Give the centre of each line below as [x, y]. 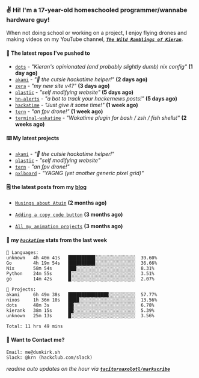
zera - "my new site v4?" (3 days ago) [62, 85]
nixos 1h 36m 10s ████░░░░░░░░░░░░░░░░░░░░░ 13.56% [82, 300]
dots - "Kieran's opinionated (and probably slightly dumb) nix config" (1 [104, 66]
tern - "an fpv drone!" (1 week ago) [59, 111]
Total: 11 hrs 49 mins [35, 327]
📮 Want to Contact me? [35, 339]
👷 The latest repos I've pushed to [48, 53]
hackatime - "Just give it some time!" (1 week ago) [76, 105]
